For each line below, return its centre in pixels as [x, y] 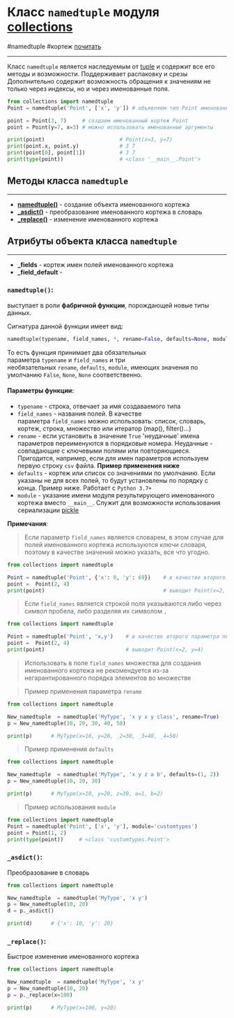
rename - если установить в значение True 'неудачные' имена [108, 436]
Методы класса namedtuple [68, 181]
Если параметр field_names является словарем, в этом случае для [124, 537]
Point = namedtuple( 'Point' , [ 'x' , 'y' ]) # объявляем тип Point [102, 108]
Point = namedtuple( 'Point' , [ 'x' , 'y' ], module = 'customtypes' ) [102, 826]
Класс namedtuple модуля [84, 12]
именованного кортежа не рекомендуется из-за [96, 670]
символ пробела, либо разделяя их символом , [95, 611]
